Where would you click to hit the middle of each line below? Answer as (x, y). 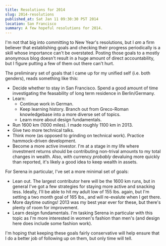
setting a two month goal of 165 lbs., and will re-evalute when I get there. (87, 197)
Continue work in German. (46, 104)
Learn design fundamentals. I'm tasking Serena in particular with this (82, 213)
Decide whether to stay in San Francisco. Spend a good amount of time (85, 88)
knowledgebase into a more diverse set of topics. (70, 114)
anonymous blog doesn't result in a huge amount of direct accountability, (80, 58)
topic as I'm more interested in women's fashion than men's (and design (86, 218)
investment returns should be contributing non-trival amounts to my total (86, 152)
